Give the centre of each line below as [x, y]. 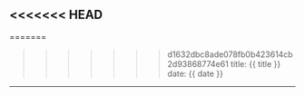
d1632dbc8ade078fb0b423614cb [230, 54]
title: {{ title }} [256, 63]
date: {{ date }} [196, 73]
